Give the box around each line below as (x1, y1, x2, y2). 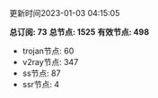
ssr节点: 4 (22, 79, 60, 89)
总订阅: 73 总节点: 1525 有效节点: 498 (9, 27, 150, 37)
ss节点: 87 (22, 68, 61, 78)
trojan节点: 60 (22, 45, 75, 56)
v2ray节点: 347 (22, 57, 79, 67)
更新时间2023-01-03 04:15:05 (9, 8, 120, 18)
